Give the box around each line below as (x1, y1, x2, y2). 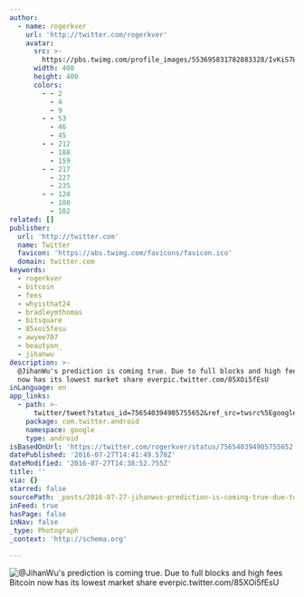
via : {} (9, 476, 39, 485)
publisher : (9, 223, 51, 232)
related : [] (9, 214, 54, 224)
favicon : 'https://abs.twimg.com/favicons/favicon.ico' (17, 249, 233, 258)
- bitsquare (17, 316, 63, 326)
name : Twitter (17, 241, 71, 250)
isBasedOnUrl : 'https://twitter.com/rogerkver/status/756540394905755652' (9, 442, 298, 451)
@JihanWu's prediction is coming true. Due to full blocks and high (17, 366, 281, 375)
